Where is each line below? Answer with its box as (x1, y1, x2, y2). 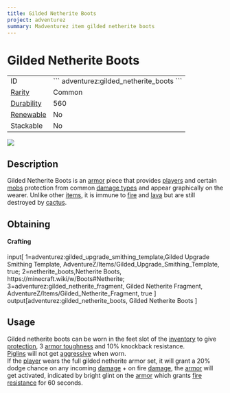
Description (7, 158, 58, 170)
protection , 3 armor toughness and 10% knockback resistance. (7, 341, 185, 350)
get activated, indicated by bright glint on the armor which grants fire (7, 371, 203, 379)
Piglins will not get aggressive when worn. (7, 349, 126, 357)
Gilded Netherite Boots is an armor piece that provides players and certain (7, 177, 218, 185)
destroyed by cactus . (7, 199, 67, 207)
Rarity (10, 87, 30, 97)
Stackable (10, 121, 43, 131)
